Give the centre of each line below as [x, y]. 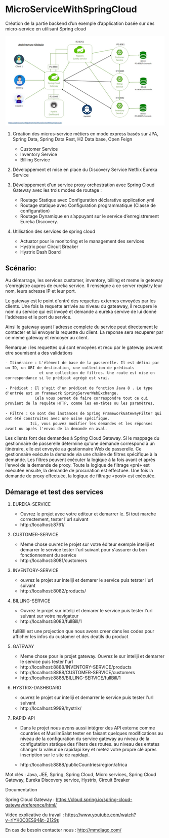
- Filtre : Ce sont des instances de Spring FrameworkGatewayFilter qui [83, 414]
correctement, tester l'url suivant [54, 519]
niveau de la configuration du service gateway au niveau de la [85, 739]
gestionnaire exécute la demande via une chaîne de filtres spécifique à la [81, 455]
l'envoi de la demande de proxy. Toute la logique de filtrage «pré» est [78, 465]
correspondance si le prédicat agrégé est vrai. [57, 378]
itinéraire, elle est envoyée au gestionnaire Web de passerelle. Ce [73, 449]
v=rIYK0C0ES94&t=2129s [32, 820]
